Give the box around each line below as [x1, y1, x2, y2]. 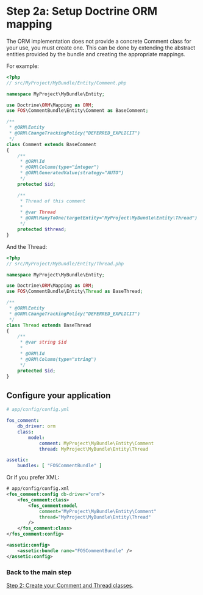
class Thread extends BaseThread [6, 322, 91, 328]
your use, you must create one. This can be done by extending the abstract [6, 44, 196, 51]
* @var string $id [20, 339, 67, 346]
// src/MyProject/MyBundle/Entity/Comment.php [6, 79, 127, 86]
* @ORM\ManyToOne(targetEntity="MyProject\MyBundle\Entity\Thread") [20, 215, 198, 221]
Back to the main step [6, 567, 72, 576]
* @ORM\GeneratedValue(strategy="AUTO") [20, 170, 124, 176]
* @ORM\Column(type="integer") [20, 164, 99, 171]
